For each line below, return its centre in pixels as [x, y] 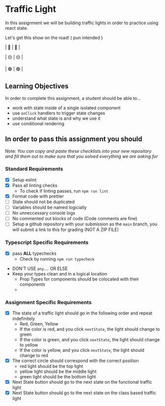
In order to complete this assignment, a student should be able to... [73, 98]
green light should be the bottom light [58, 377]
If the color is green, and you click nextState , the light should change [90, 340]
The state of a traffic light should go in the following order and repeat [82, 313]
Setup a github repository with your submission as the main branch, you [85, 224]
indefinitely [24, 319]
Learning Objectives [37, 86]
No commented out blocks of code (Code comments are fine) [75, 219]
